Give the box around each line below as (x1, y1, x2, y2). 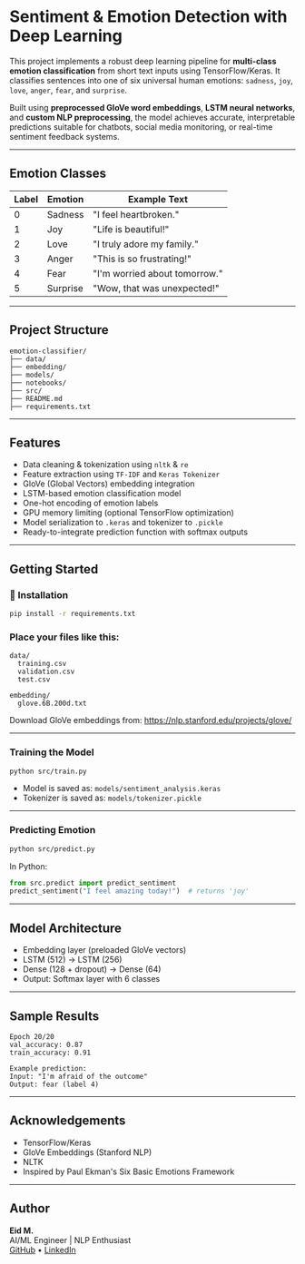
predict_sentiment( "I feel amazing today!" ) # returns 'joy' (9, 887, 250, 896)
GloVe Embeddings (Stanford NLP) (22, 1146, 152, 1158)
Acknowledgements (9, 1113, 126, 1129)
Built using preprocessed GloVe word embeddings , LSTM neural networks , (9, 102, 295, 113)
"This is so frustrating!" (93, 252, 192, 265)
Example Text (127, 192, 188, 205)
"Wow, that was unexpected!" (93, 281, 220, 294)
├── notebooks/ (9, 378, 67, 387)
